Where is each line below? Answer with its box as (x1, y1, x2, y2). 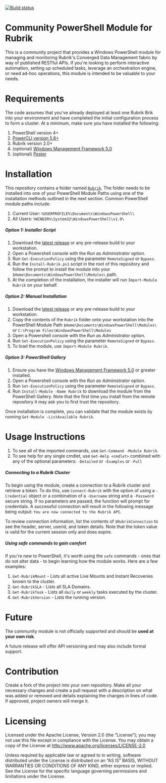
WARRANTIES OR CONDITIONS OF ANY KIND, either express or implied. (5, 763, 153, 769)
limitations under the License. (5, 774, 65, 780)
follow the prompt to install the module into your (12, 266, 111, 272)
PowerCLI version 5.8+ (12, 135, 59, 141)
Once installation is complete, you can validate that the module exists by (5, 408, 153, 414)
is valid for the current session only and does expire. (5, 528, 112, 535)
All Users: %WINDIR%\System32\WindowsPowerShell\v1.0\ (12, 216, 125, 222)
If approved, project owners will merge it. (5, 698, 89, 704)
